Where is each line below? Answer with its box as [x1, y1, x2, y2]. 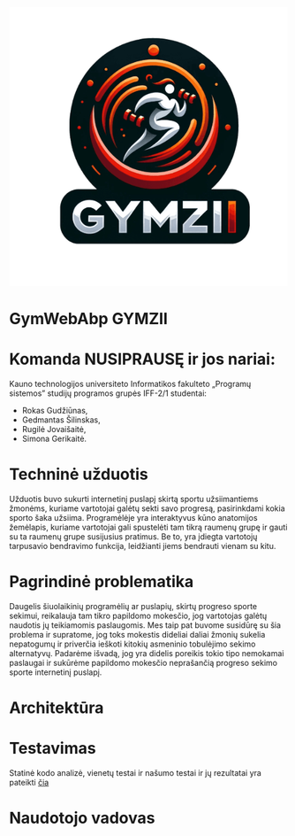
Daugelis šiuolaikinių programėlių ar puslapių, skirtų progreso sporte [9, 601, 258, 611]
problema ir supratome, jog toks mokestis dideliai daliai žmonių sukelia [9, 630, 266, 639]
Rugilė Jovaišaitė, [21, 424, 87, 435]
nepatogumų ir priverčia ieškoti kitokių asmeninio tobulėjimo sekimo [9, 639, 256, 649]
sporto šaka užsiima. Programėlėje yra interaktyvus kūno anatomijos [9, 513, 258, 523]
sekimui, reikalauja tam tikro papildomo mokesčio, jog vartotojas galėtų [9, 610, 268, 621]
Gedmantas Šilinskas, [21, 414, 101, 425]
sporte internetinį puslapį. [9, 667, 102, 677]
